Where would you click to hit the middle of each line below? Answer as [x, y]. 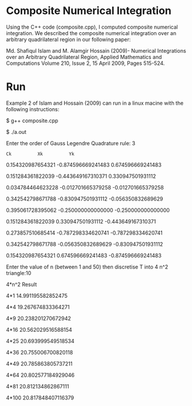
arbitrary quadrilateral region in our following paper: [68, 39]
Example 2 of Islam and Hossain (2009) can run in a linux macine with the [95, 103]
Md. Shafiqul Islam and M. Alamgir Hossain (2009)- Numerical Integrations [96, 50]
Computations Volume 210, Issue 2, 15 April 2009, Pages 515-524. [85, 63]
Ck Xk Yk [40, 154]
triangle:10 [19, 273]
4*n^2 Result [21, 284]
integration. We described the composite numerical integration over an [91, 33]
